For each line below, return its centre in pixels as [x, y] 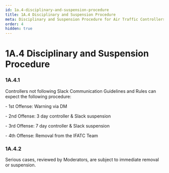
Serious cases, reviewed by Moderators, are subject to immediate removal [82, 159]
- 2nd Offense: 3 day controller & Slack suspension [58, 116]
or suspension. [21, 165]
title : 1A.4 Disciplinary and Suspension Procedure [60, 15]
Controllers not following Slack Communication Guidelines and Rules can [81, 91]
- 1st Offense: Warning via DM [36, 106]
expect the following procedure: [38, 96]
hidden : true [19, 29]
